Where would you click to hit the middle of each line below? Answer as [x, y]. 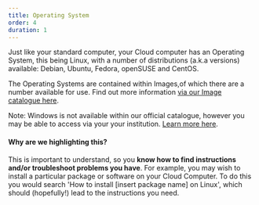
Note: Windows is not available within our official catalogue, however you [126, 116]
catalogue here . [33, 101]
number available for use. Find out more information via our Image [115, 92]
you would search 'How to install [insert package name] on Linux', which [126, 184]
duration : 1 [27, 30]
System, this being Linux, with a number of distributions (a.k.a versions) [124, 60]
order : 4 [22, 23]
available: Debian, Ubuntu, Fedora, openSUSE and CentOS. [104, 69]
